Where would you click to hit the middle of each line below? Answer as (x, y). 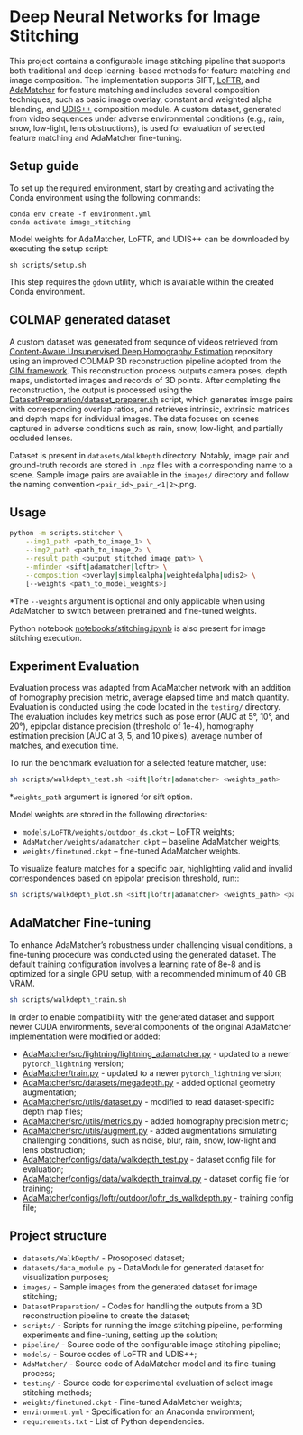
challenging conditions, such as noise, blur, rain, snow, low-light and (149, 1140)
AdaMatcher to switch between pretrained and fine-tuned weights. (133, 610)
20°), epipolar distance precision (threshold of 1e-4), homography (132, 726)
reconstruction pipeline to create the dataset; (106, 1315)
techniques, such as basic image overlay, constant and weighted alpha (141, 99)
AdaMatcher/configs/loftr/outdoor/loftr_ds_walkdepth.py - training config (158, 1198)
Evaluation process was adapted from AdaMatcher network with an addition (150, 688)
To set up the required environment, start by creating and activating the (142, 188)
